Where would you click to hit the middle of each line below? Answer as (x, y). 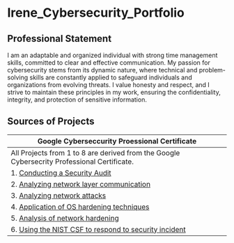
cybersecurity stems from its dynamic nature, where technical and (102, 70)
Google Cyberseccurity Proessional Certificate (117, 141)
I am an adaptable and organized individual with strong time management (112, 55)
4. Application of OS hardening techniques (80, 207)
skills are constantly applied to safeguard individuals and (111, 77)
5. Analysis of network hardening (65, 218)
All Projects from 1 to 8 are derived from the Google (95, 152)
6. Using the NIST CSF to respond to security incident (98, 229)
